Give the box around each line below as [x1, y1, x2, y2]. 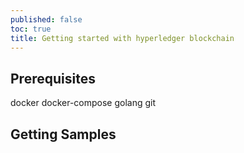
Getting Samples [10, 126, 117, 143]
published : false [10, 14, 83, 25]
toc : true [10, 24, 52, 34]
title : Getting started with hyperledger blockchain [10, 33, 235, 43]
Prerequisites [10, 70, 96, 87]
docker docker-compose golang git [10, 97, 157, 109]
